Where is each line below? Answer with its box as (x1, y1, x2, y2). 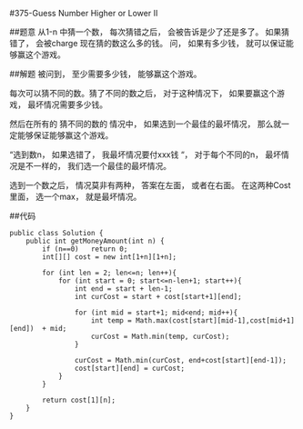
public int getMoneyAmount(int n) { (25, 236, 166, 245)
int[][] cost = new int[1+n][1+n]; (42, 253, 177, 262)
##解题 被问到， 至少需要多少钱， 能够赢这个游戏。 (9, 68, 202, 79)
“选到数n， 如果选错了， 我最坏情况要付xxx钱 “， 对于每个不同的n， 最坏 (9, 149, 282, 160)
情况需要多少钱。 (43, 99, 107, 110)
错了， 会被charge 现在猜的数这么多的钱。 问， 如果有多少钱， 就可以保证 (9, 38, 287, 48)
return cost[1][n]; (42, 395, 116, 404)
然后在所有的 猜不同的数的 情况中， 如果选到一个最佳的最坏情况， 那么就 (9, 118, 282, 129)
